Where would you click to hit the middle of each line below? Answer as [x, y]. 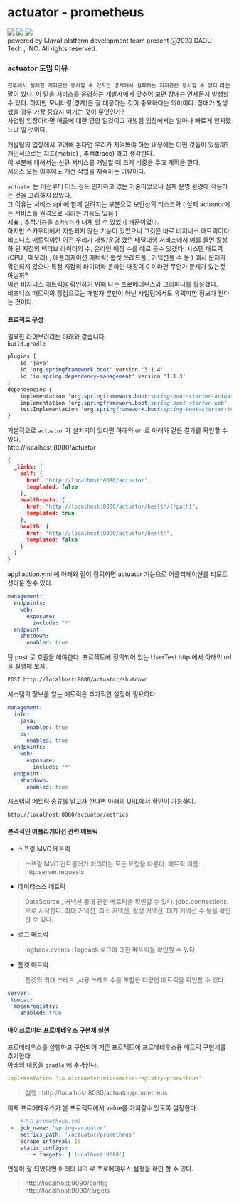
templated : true [50, 514]
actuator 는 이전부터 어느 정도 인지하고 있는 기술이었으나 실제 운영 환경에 [108, 186]
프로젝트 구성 [26, 319]
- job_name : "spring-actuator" [58, 1128]
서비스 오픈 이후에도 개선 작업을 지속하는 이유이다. [77, 171]
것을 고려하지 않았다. [43, 196]
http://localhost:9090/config [66, 1183]
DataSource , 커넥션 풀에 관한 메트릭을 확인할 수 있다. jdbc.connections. [127, 901]
